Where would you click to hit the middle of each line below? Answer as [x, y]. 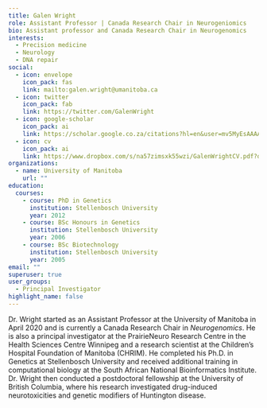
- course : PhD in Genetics [67, 200]
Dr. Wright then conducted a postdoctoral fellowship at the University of [126, 378]
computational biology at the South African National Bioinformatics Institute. [132, 370]
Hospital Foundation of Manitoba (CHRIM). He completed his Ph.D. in [121, 353]
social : [21, 68]
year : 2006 [47, 238]
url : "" [35, 179]
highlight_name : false [46, 297]
